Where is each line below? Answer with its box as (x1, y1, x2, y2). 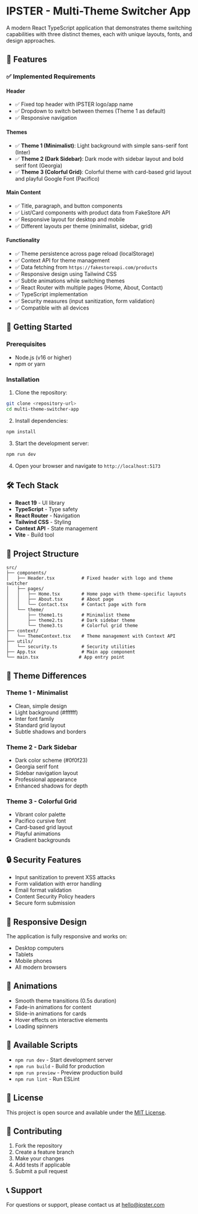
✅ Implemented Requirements (6, 72, 96, 81)
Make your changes (14, 1155, 64, 1162)
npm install (6, 429, 36, 435)
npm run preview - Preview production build (14, 1069, 123, 1076)
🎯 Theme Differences (6, 670, 87, 681)
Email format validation (14, 886, 72, 894)
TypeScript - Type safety (14, 506, 78, 513)
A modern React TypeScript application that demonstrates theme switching (6, 24, 192, 31)
